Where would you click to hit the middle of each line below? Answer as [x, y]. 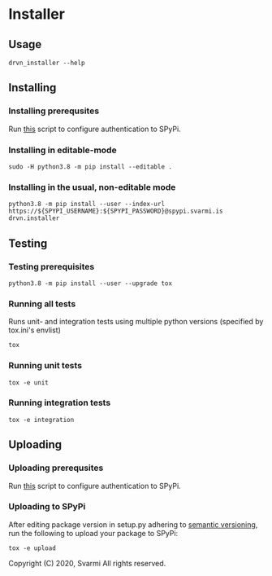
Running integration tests [60, 402]
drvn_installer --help [47, 63]
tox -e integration [41, 420]
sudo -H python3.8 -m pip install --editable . [91, 167]
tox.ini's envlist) [35, 330]
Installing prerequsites [54, 111]
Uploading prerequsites [56, 468]
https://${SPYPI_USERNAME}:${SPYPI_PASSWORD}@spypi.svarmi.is [116, 211]
